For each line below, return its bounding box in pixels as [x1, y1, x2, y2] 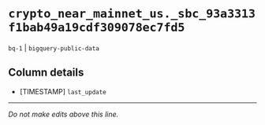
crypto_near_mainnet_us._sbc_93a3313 [8, 6, 256, 21]
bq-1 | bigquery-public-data [8, 42, 100, 53]
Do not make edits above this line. [8, 109, 119, 119]
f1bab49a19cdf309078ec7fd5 [8, 20, 185, 35]
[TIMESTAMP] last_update [19, 86, 106, 96]
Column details [8, 66, 84, 79]
